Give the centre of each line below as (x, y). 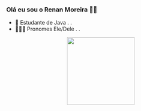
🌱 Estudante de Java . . (43, 23)
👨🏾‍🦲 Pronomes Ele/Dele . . (47, 29)
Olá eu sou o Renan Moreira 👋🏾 (52, 10)
